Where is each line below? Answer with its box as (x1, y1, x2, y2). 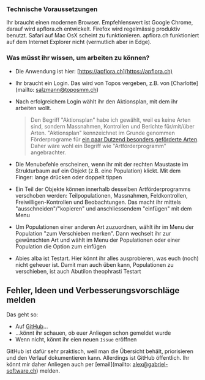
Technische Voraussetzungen (6, 5, 98, 13)
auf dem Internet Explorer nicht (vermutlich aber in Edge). (6, 39, 152, 46)
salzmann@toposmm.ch (35, 86, 97, 93)
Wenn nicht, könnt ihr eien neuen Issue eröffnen (15, 336, 137, 343)
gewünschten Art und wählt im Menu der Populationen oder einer (15, 236, 181, 244)
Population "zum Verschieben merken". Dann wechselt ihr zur (15, 229, 171, 237)
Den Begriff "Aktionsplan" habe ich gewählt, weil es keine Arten (30, 116, 191, 124)
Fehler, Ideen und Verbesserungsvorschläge (6, 285, 180, 296)
